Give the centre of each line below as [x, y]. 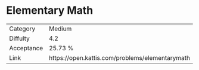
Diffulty [19, 38]
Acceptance [26, 48]
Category [22, 29]
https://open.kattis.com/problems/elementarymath [119, 57]
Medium [60, 29]
